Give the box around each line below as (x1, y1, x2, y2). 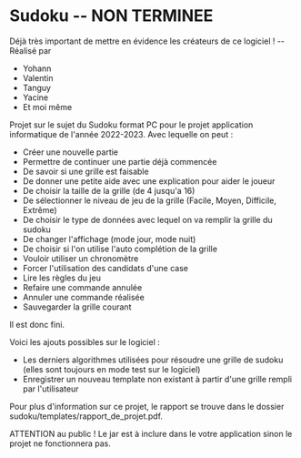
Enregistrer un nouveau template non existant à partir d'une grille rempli (22, 373, 293, 384)
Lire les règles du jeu (22, 272, 102, 283)
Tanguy (22, 82, 52, 93)
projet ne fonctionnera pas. (9, 438, 112, 449)
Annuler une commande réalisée (22, 291, 145, 302)
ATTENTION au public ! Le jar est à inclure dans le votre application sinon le (9, 428, 293, 439)
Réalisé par (9, 45, 52, 56)
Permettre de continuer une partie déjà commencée (22, 156, 217, 167)
